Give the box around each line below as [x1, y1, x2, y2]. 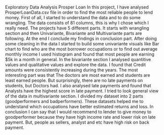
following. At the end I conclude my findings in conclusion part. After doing [5, 35, 157, 41]
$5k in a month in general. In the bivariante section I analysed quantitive [5, 57, 151, 62]
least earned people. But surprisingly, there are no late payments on [5, 77, 143, 83]
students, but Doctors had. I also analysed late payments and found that [5, 83, 151, 88]
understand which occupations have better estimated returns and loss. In [5, 103, 154, 109]
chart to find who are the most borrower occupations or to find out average [5, 46, 158, 52]
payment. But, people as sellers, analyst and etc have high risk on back [5, 119, 150, 125]
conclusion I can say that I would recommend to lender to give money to [5, 109, 152, 115]
